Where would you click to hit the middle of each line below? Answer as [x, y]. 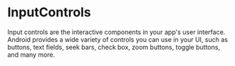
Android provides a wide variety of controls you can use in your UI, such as [117, 39]
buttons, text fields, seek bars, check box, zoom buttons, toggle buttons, [114, 47]
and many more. [31, 55]
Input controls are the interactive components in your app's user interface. [116, 32]
